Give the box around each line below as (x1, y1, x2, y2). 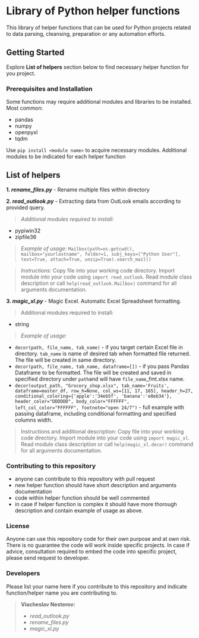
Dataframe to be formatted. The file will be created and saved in (14, 368, 172, 376)
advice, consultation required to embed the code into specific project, (6, 548, 177, 555)
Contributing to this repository (6, 462, 96, 470)
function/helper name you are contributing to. (6, 589, 118, 596)
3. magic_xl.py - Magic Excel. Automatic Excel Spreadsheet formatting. (6, 297, 182, 305)
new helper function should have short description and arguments (14, 482, 177, 489)
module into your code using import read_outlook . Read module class (20, 273, 192, 280)
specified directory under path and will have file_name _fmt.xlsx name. (14, 375, 185, 382)
